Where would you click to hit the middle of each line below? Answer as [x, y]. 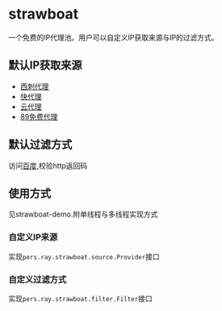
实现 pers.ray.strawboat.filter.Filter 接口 [81, 298]
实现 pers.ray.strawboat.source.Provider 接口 [84, 256]
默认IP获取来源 [45, 65]
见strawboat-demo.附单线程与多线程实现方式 [83, 214]
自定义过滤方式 [38, 279]
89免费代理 [39, 116]
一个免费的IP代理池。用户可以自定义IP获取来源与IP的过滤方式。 [114, 37]
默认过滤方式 [40, 145]
